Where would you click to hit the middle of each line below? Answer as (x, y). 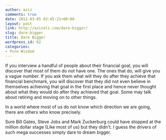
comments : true (21, 14)
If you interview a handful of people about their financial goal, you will (77, 66)
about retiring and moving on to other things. (51, 97)
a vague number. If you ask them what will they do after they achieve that (80, 76)
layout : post (19, 24)
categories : (17, 47)
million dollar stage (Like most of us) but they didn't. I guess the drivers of (81, 127)
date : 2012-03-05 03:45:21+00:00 (40, 19)
